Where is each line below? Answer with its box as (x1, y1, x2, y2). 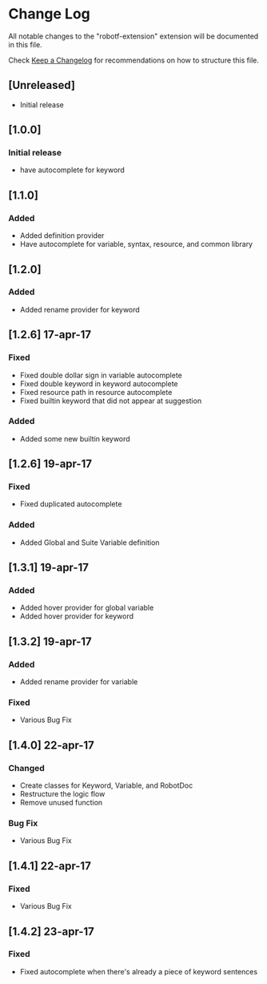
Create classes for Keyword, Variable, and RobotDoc (19, 780, 193, 790)
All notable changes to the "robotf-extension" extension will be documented (8, 31, 259, 41)
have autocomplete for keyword (19, 165, 126, 175)
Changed (8, 762, 46, 773)
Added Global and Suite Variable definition (19, 538, 160, 547)
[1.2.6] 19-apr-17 (8, 458, 92, 471)
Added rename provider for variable (19, 677, 138, 687)
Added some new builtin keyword (19, 434, 130, 443)
